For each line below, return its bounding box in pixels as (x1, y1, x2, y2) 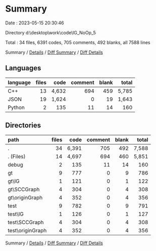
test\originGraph (8, 227, 47, 234)
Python (8, 104, 25, 111)
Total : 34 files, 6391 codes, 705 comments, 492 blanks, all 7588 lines (5, 39, 150, 46)
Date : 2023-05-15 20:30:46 (5, 20, 64, 26)
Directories (5, 121, 41, 130)
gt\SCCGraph (8, 186, 40, 193)
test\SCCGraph (8, 219, 44, 226)
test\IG (8, 211, 24, 218)
